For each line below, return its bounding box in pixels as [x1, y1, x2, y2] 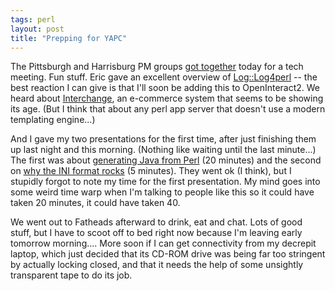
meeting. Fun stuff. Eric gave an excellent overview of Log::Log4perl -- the [10, 71, 318, 83]
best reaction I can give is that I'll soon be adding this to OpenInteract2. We [10, 82, 321, 94]
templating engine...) [10, 114, 96, 126]
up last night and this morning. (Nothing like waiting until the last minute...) [10, 144, 317, 156]
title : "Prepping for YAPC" [10, 33, 128, 43]
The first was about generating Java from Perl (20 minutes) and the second [10, 154, 322, 166]
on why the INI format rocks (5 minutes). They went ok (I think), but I [10, 165, 292, 177]
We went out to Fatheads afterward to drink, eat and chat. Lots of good [10, 216, 303, 228]
